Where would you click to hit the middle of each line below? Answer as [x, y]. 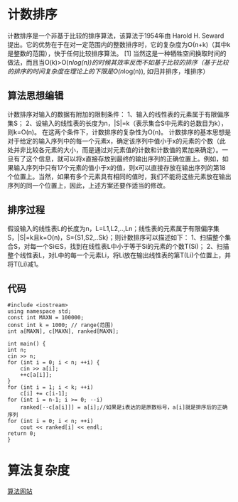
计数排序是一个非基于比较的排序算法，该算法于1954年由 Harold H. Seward [116, 36]
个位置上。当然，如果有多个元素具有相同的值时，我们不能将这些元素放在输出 [119, 176]
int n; [17, 350]
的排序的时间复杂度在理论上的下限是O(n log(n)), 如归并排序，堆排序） [108, 71]
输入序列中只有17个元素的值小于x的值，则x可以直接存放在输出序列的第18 [119, 167]
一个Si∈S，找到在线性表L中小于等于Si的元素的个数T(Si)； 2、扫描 [132, 246]
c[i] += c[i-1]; [44, 394]
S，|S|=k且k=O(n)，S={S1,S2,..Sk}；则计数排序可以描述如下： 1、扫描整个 [116, 237]
